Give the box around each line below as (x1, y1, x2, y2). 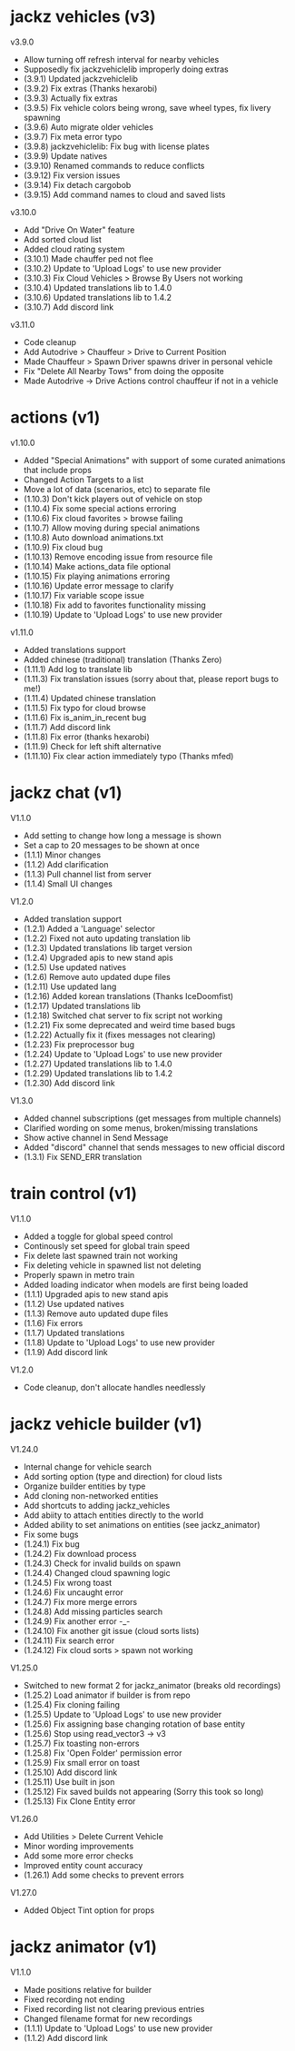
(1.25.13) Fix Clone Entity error (23, 1796, 136, 1807)
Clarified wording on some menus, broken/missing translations (23, 1122, 258, 1133)
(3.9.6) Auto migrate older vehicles (23, 121, 153, 133)
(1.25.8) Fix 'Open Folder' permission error (23, 1747, 182, 1759)
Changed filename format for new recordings (23, 2013, 193, 2024)
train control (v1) (10, 1184, 138, 1204)
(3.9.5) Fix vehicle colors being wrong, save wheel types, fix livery (23, 102, 271, 113)
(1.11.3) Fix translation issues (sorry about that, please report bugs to (23, 673, 280, 684)
